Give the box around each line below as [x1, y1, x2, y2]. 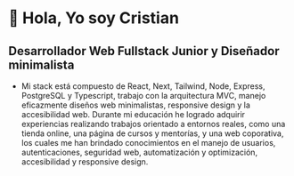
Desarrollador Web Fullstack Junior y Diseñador [8, 44, 280, 59]
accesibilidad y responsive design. [20, 156, 149, 167]
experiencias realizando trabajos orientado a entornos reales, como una [20, 119, 286, 129]
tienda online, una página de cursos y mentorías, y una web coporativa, [20, 128, 284, 139]
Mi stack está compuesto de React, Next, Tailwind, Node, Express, [20, 81, 265, 92]
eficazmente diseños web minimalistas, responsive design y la [20, 100, 251, 110]
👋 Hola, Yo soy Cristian [8, 8, 180, 28]
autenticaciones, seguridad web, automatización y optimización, [20, 147, 258, 157]
